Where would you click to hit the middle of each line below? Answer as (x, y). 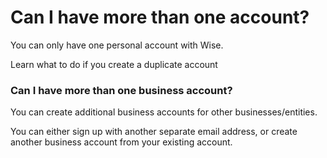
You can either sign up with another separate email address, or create (154, 132)
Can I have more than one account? (160, 17)
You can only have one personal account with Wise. (117, 45)
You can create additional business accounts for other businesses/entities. (164, 112)
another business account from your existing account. (121, 142)
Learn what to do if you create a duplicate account (114, 64)
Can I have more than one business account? (121, 90)
